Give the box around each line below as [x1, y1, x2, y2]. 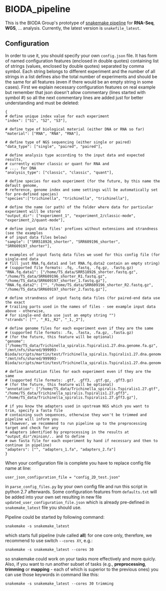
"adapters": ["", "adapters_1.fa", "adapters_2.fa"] [5, 447, 116, 452]
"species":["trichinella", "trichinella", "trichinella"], [5, 196, 129, 201]
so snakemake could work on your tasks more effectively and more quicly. [5, 555, 157, 562]
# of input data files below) [5, 235, 68, 240]
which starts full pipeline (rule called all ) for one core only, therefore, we [5, 532, 152, 538]
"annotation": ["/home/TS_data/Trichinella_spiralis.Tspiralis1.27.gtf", [5, 386, 161, 391]
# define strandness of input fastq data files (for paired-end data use [5, 295, 161, 300]
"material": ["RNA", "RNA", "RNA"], [5, 131, 81, 136]
